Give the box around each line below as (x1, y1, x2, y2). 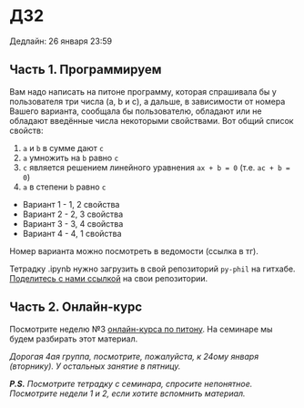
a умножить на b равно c (22, 152, 119, 163)
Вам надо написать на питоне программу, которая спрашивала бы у (9, 86, 278, 97)
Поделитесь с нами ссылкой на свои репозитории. (9, 272, 208, 283)
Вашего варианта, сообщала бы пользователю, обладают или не (9, 106, 262, 117)
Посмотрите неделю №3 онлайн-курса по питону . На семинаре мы (9, 323, 273, 334)
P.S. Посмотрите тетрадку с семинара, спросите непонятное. (9, 378, 253, 389)
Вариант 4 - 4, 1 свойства (22, 228, 122, 239)
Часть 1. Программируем (9, 62, 162, 77)
